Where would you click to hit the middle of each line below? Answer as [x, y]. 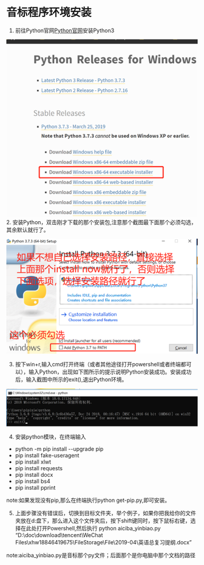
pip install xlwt [33, 462]
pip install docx [34, 474]
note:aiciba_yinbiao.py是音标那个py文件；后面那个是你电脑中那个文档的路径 [101, 555]
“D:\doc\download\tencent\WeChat [59, 535]
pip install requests [39, 468]
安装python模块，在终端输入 [50, 437]
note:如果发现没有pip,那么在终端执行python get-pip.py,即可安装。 [88, 500]
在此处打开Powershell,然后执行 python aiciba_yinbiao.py [90, 528]
